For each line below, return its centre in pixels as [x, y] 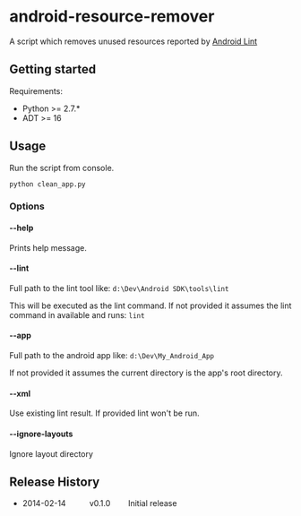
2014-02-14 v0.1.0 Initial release [99, 503]
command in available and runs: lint [77, 314]
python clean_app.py [48, 184]
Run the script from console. [62, 168]
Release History [55, 482]
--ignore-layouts [41, 434]
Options [27, 206]
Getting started [53, 69]
